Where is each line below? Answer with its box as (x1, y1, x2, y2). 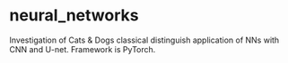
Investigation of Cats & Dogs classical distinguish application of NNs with (9, 35, 280, 45)
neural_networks (9, 5, 139, 26)
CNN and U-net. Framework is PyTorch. (9, 43, 156, 54)
